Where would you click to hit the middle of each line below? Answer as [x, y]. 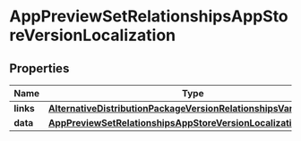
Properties [39, 68]
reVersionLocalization [93, 35]
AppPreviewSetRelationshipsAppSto [149, 17]
